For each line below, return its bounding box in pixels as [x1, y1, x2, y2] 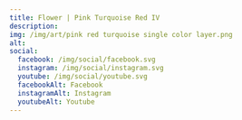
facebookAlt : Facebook [17, 80, 103, 89]
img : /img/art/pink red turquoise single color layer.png [9, 30, 233, 39]
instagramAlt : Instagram [17, 88, 111, 97]
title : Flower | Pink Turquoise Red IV [9, 13, 160, 23]
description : [9, 22, 59, 31]
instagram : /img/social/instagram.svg [17, 64, 165, 73]
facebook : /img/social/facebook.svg [17, 55, 156, 64]
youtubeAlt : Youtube [17, 97, 95, 106]
